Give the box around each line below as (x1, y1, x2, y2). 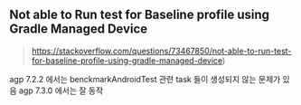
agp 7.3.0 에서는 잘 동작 (18, 85, 104, 96)
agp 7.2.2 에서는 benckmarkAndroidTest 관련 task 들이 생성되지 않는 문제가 (9, 73, 281, 84)
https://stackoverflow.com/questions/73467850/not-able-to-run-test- (31, 45, 292, 56)
